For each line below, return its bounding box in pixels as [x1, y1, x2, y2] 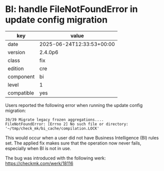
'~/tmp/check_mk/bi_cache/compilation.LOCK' [5, 126, 99, 131]
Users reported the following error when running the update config [5, 102, 143, 108]
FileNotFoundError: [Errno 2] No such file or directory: [5, 121, 128, 126]
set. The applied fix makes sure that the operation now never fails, [5, 140, 141, 146]
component [7, 73, 35, 80]
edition [7, 65, 24, 72]
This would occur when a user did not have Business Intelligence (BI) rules [5, 134, 159, 140]
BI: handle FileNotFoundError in [5, 3, 138, 15]
